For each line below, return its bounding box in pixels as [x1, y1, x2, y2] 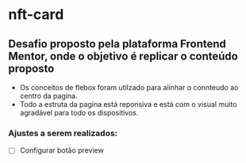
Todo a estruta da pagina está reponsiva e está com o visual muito [19, 100, 237, 108]
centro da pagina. [19, 91, 78, 100]
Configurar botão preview [19, 146, 105, 155]
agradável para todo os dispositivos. [19, 108, 139, 117]
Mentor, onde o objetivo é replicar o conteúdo [8, 49, 238, 63]
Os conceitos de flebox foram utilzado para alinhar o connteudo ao [19, 83, 239, 92]
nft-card [8, 6, 64, 24]
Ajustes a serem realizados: [8, 127, 118, 138]
